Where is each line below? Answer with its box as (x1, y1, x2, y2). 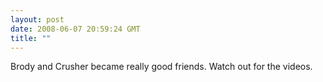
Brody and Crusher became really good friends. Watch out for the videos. (10, 61, 313, 73)
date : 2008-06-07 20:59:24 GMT (10, 24, 141, 34)
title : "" (10, 33, 52, 43)
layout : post (10, 14, 65, 25)
